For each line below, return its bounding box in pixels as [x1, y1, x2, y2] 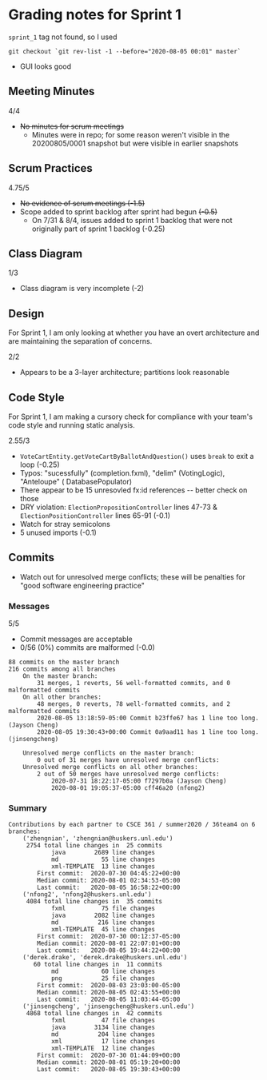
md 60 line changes [50, 967, 156, 976]
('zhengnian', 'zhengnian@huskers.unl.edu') [22, 835, 173, 843]
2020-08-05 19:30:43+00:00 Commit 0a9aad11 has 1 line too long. [37, 728, 260, 736]
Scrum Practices [8, 161, 94, 175]
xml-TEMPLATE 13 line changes [50, 863, 156, 871]
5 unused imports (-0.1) [19, 528, 98, 537]
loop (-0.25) [19, 460, 60, 469]
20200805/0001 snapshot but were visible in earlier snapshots [31, 138, 239, 148]
